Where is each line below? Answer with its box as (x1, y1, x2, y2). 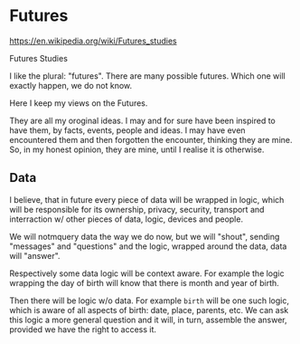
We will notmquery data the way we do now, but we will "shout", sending (9, 231, 280, 242)
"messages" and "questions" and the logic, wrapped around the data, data (9, 241, 287, 252)
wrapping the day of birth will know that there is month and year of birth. (9, 277, 280, 288)
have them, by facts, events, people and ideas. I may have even (9, 124, 246, 136)
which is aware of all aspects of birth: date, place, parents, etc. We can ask (9, 304, 289, 315)
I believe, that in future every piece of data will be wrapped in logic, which (9, 194, 285, 205)
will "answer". (9, 250, 61, 261)
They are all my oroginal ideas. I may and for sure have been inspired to (9, 115, 276, 126)
